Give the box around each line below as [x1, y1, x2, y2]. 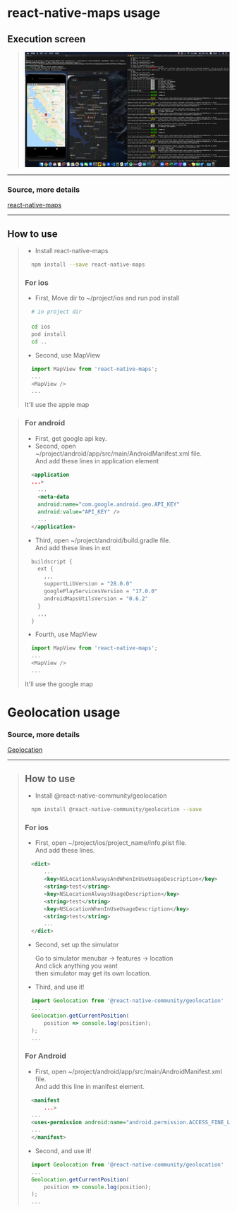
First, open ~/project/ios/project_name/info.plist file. [35, 839, 187, 847]
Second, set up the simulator [35, 940, 119, 949]
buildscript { [31, 558, 73, 565]
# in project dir [31, 308, 83, 315]
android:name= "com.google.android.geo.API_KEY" [37, 501, 180, 509]
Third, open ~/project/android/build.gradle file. [35, 536, 171, 544]
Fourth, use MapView [35, 630, 97, 639]
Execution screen [7, 33, 86, 45]
